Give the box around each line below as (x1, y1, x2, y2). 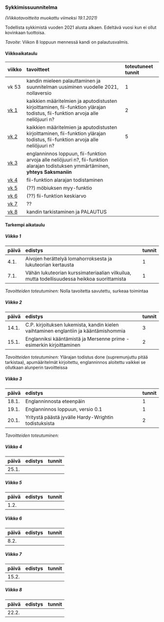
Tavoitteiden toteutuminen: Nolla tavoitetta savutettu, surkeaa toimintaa (5, 288, 148, 294)
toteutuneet (125, 63, 153, 70)
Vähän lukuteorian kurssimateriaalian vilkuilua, (25, 269, 131, 276)
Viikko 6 (5, 515, 22, 521)
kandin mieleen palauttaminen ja (26, 77, 101, 84)
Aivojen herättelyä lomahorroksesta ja (25, 255, 112, 262)
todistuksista (25, 420, 55, 427)
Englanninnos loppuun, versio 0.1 (25, 406, 102, 412)
